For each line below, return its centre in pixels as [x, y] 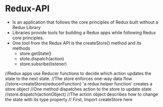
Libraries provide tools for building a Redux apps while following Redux [84, 32]
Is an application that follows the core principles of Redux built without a [85, 22]
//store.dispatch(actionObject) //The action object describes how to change [81, 94]
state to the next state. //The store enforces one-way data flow [69, 79]
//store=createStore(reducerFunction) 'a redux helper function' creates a [79, 83]
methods [21, 48]
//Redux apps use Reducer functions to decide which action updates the [78, 73]
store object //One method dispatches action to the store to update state [78, 89]
